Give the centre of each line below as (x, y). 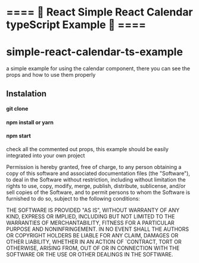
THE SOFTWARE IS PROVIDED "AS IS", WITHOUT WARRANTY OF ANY (93, 210)
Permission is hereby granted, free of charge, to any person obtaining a (94, 167)
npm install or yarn (30, 122)
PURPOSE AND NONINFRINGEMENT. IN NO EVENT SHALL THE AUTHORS (98, 229)
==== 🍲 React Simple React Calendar (99, 12)
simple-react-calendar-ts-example (95, 52)
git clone (17, 109)
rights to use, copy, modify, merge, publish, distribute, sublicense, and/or (96, 186)
